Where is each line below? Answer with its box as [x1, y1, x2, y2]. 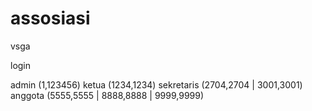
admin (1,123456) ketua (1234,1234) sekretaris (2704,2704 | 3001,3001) [10, 78, 303, 91]
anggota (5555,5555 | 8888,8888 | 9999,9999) [10, 89, 205, 101]
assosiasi [10, 7, 91, 30]
